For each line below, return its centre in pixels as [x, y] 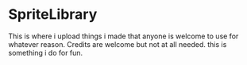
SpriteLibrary [53, 14]
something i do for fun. [46, 52]
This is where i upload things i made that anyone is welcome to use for [123, 36]
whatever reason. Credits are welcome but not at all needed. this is [118, 44]
